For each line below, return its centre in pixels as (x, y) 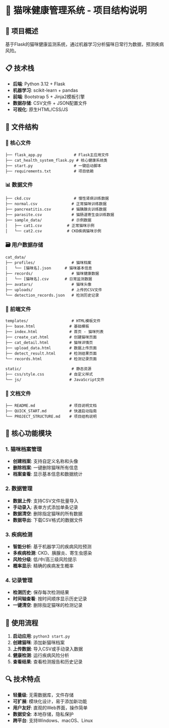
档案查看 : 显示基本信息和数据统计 (47, 474)
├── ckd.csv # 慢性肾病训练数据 (57, 198)
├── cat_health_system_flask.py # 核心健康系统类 (56, 160)
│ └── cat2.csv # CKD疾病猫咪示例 (53, 231)
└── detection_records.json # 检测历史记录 (52, 295)
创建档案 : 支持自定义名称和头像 (45, 461)
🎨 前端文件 (18, 309)
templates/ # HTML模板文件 (53, 321)
